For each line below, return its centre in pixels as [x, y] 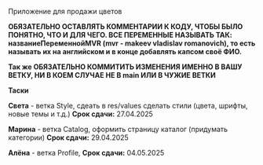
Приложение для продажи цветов [65, 11]
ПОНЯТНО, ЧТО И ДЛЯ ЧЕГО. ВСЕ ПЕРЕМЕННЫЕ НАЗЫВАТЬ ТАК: [121, 35]
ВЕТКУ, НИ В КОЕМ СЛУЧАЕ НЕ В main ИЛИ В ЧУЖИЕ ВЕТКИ [112, 75]
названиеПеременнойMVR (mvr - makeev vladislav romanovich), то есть [132, 43]
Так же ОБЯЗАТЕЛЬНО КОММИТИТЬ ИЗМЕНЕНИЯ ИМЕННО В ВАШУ [125, 67]
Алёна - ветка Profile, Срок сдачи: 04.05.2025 [86, 153]
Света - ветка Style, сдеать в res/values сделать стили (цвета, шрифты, [128, 106]
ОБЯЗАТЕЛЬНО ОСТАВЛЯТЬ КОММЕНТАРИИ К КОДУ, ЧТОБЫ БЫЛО [126, 26]
